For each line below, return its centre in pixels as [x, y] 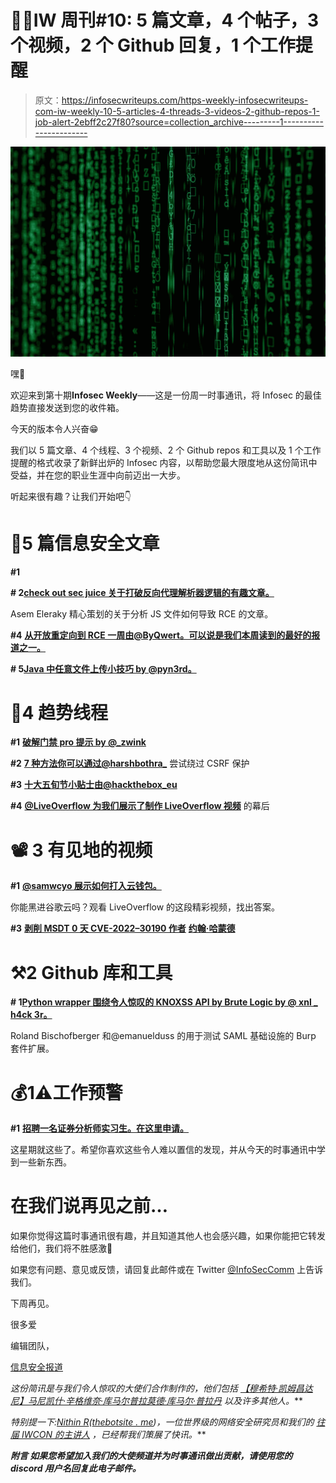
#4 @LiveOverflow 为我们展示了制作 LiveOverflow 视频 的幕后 [140, 806]
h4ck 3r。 [31, 1015]
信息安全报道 [36, 1367]
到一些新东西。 [41, 1162]
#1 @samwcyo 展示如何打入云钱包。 [86, 886]
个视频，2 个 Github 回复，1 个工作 [153, 45]
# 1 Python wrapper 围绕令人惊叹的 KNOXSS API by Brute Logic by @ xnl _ [164, 1002]
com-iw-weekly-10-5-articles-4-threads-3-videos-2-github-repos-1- [177, 111]
